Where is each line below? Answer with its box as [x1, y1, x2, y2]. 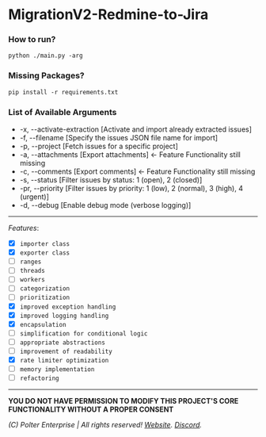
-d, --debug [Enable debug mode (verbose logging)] [19, 201, 192, 210]
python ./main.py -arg [8, 52, 83, 60]
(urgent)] [19, 192, 50, 201]
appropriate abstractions [19, 339, 105, 347]
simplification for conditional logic [19, 329, 148, 338]
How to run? [8, 34, 56, 45]
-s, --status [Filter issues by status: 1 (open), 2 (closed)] [19, 175, 203, 185]
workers [19, 276, 45, 284]
